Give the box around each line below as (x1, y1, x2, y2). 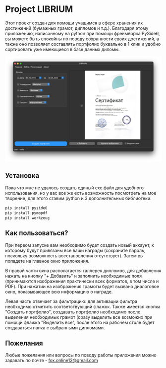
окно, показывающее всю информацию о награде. (5, 289, 113, 294)
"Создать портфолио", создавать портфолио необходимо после (5, 309, 141, 315)
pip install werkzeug (5, 215, 50, 221)
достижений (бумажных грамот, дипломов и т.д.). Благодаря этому (5, 25, 149, 31)
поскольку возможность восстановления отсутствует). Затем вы (5, 252, 144, 259)
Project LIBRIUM (5, 3, 73, 15)
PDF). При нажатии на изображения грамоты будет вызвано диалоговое (5, 283, 160, 289)
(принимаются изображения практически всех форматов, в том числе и (5, 278, 159, 284)
